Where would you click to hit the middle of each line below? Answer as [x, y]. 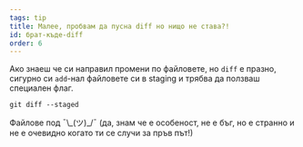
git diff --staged [44, 105]
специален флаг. [42, 88]
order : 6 [26, 43]
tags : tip [28, 18]
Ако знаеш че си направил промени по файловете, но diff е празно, [143, 69]
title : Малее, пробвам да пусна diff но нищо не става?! [120, 26]
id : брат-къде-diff [46, 34]
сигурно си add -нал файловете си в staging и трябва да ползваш [135, 79]
